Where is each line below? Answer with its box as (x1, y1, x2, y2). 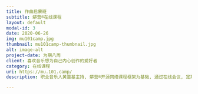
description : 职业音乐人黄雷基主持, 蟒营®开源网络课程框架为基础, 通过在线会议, (6, 74, 184, 80)
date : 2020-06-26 (6, 31, 49, 36)
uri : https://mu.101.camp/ (6, 69, 72, 75)
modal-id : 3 (6, 25, 35, 31)
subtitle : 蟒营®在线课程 (6, 14, 62, 20)
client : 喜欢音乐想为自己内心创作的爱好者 (6, 58, 98, 63)
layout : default (6, 19, 46, 25)
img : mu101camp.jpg (6, 36, 54, 42)
